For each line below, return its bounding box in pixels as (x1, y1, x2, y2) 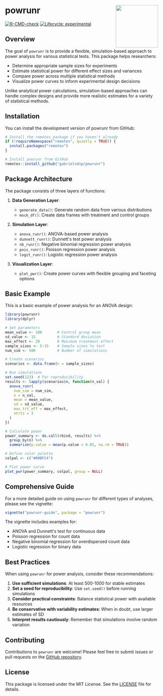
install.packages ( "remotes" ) (9, 144, 68, 149)
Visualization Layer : (12, 261, 53, 267)
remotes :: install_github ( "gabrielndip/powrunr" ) (5, 161, 105, 166)
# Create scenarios (5, 357, 45, 362)
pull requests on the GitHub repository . (5, 654, 82, 660)
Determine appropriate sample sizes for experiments (12, 62, 117, 68)
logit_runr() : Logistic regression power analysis (19, 251, 117, 257)
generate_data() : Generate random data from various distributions (19, 207, 152, 213)
